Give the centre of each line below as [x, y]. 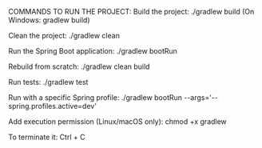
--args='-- [200, 98]
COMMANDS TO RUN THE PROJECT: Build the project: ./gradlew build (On [131, 12]
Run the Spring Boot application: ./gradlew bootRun [93, 51]
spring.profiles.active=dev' [53, 106]
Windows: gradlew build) [49, 20]
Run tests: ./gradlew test [48, 82]
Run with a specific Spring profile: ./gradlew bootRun [95, 98]
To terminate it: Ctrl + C [47, 137]
